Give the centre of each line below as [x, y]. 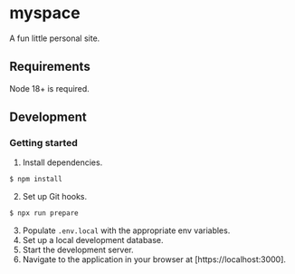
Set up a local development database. [93, 240]
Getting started [44, 143]
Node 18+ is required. [50, 88]
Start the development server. [78, 250]
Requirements [50, 67]
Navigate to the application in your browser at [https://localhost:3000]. [154, 259]
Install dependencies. [62, 162]
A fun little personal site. [55, 38]
